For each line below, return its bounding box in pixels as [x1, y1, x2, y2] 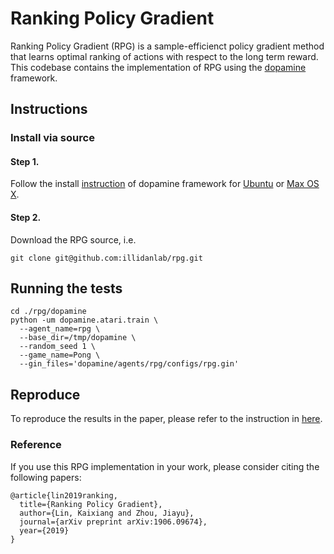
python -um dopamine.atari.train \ [10, 315, 159, 326]
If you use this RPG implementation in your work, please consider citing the [10, 460, 320, 472]
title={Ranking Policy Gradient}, [19, 499, 163, 509]
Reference [10, 438, 62, 452]
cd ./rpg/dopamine [10, 307, 87, 317]
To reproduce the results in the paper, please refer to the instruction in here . [10, 413, 323, 425]
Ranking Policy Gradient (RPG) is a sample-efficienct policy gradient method [10, 40, 325, 52]
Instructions [10, 101, 88, 118]
